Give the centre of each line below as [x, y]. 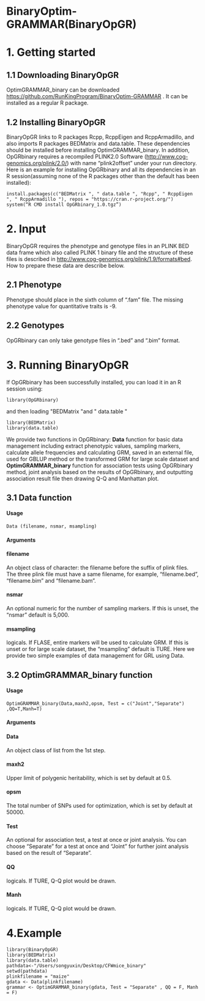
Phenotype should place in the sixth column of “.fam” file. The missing [95, 300]
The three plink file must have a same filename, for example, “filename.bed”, [102, 574]
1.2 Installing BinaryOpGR [56, 122]
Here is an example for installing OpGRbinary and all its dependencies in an [101, 169]
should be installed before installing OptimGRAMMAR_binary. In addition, [98, 150]
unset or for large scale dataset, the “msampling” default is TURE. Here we [100, 649]
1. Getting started [51, 53]
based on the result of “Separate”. [49, 853]
